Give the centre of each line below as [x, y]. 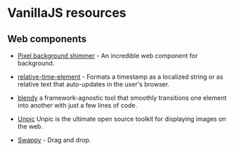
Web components [47, 39]
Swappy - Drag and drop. [54, 140]
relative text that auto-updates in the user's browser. [93, 84]
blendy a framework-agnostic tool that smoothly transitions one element [122, 98]
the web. [30, 126]
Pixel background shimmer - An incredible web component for [108, 55]
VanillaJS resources [67, 13]
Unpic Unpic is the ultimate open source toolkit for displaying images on [122, 119]
